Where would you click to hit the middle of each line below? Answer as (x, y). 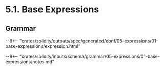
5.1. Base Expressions (52, 10)
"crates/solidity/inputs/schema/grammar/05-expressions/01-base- (90, 56)
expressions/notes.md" (30, 62)
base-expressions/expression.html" (43, 46)
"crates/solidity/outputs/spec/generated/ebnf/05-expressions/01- (89, 41)
